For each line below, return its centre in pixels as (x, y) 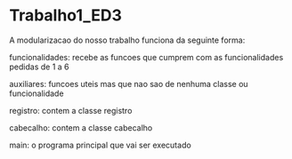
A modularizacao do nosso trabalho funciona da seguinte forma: (127, 40)
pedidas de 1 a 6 (39, 67)
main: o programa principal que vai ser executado (100, 145)
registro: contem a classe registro (71, 110)
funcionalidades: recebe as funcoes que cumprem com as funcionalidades (146, 57)
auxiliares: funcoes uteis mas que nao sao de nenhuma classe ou (129, 83)
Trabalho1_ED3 (65, 16)
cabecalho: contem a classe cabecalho (81, 127)
